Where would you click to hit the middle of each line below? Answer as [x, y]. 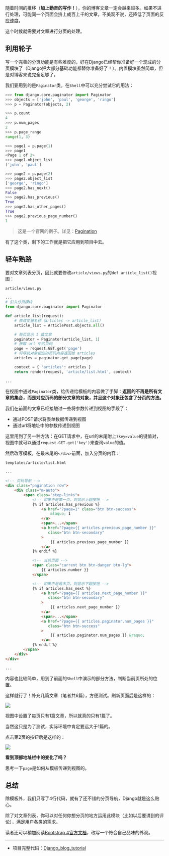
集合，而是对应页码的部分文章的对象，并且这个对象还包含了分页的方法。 [89, 397]
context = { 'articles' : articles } [53, 367]
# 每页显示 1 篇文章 [33, 335]
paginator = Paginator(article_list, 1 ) [57, 339]
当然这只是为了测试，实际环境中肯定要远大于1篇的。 [59, 726]
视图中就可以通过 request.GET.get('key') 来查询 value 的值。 [67, 442]
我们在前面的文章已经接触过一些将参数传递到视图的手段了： [67, 408]
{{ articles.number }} [65, 570]
